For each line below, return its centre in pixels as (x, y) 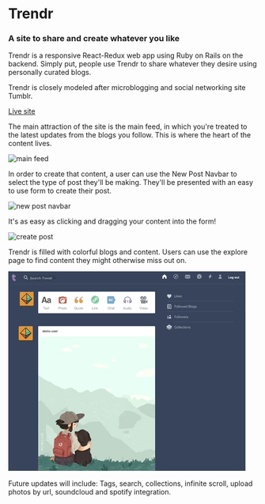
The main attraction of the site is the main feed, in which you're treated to (128, 126)
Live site (22, 111)
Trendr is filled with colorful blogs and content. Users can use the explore (128, 252)
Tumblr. (21, 96)
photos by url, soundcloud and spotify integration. (90, 492)
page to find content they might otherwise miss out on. (98, 261)
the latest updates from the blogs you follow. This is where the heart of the (130, 135)
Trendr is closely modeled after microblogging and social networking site (127, 88)
